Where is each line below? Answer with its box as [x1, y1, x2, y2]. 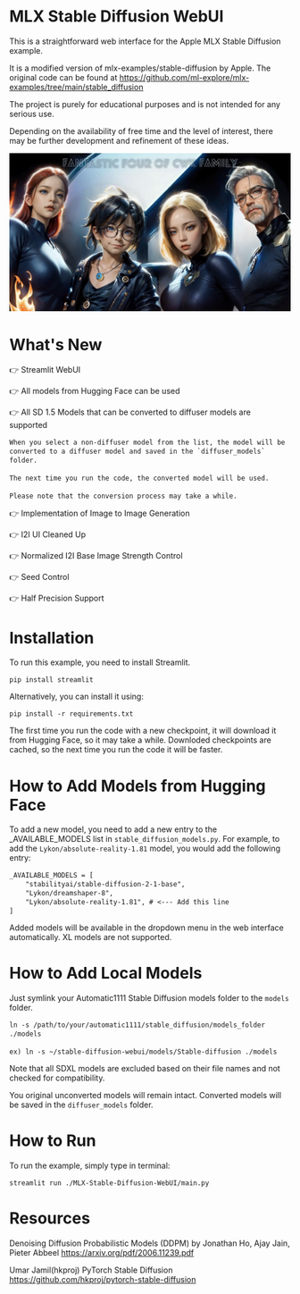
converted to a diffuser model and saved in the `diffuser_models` [9, 447, 266, 457]
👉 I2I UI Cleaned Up [9, 529, 87, 540]
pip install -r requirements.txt [9, 710, 134, 718]
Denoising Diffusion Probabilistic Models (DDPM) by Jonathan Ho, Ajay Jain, [9, 1238, 290, 1248]
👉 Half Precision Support [9, 592, 104, 604]
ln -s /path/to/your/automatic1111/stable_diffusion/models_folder [9, 1021, 266, 1029]
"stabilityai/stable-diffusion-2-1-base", [25, 880, 186, 889]
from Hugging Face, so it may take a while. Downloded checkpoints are [9, 735, 272, 745]
